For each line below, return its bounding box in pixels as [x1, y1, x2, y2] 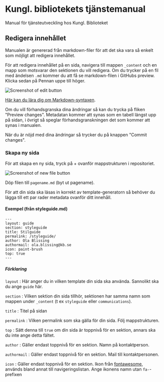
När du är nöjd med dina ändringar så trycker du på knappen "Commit [5, 132, 147, 138]
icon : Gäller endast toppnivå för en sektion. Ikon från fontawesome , [5, 361, 143, 367]
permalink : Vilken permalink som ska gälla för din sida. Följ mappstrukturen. [5, 317, 160, 324]
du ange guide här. [5, 284, 43, 290]
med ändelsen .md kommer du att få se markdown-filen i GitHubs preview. [5, 73, 155, 78]
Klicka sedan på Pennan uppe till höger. [5, 77, 86, 83]
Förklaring [5, 266, 27, 272]
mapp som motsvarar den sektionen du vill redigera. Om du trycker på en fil [5, 67, 159, 73]
